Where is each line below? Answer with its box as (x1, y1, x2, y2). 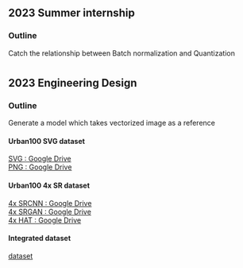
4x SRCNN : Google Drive (8, 198, 92, 208)
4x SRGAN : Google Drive (8, 207, 91, 216)
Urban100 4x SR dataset (8, 181, 90, 190)
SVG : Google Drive (8, 154, 71, 164)
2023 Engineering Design (8, 76, 137, 90)
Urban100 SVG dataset (8, 136, 86, 146)
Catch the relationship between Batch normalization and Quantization (8, 48, 236, 58)
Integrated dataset (8, 234, 71, 243)
